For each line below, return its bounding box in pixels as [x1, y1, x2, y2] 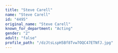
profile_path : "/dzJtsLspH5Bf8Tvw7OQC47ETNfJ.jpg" [5, 40, 113, 45]
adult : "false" [5, 36, 37, 41]
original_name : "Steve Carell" [5, 21, 71, 27]
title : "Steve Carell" [5, 7, 53, 13]
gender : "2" [5, 31, 30, 36]
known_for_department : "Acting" [5, 26, 73, 31]
